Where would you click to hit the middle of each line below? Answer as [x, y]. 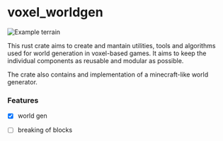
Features [23, 100]
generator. [22, 81]
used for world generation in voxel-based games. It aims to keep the [107, 53]
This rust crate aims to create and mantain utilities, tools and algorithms [111, 45]
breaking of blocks [45, 130]
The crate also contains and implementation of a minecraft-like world [108, 74]
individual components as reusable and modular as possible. [96, 60]
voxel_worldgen [56, 12]
